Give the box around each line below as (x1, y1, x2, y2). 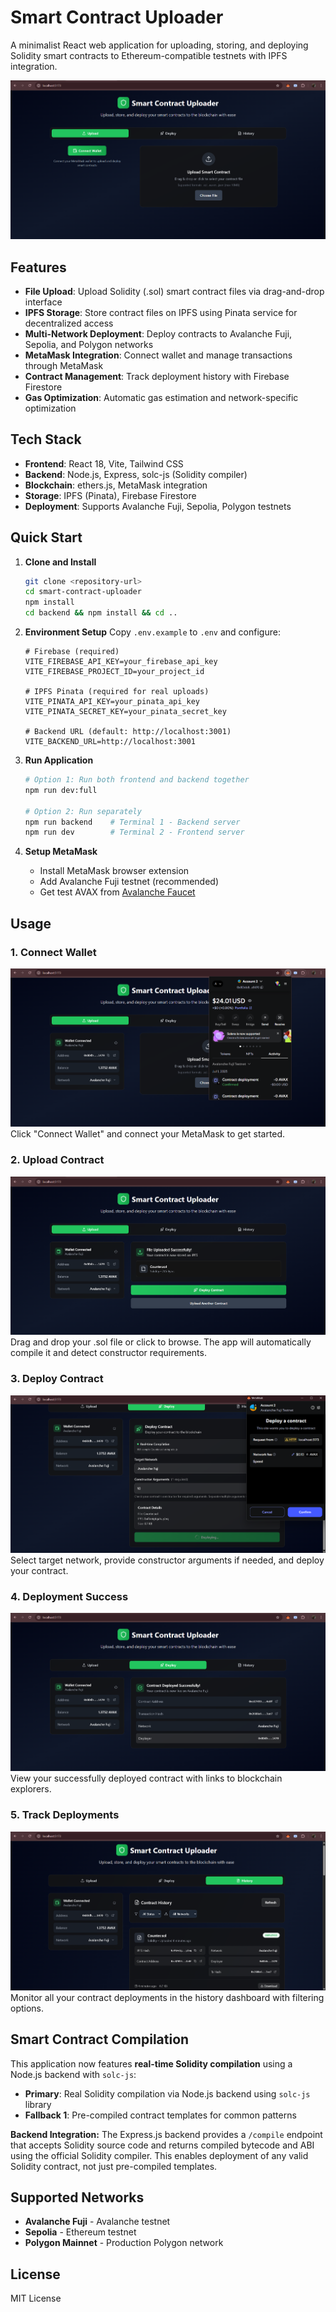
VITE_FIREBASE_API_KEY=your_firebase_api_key (24, 657, 218, 667)
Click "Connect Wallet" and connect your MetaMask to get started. (10, 1128, 286, 1140)
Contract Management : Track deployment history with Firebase (24, 370, 290, 382)
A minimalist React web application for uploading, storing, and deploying (10, 39, 309, 51)
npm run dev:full (24, 785, 98, 795)
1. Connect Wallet (10, 945, 97, 959)
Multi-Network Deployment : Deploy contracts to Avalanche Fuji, (24, 327, 293, 340)
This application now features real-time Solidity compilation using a (10, 2057, 293, 2070)
